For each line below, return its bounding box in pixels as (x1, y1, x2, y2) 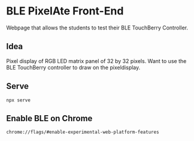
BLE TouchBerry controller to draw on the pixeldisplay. (6, 64, 141, 71)
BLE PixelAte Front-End (6, 4, 124, 18)
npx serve (6, 97, 31, 103)
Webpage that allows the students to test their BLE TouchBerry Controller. (6, 24, 189, 31)
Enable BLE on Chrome (6, 113, 93, 124)
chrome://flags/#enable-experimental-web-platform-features (6, 129, 160, 136)
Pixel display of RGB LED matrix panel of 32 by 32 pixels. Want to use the (6, 57, 187, 64)
